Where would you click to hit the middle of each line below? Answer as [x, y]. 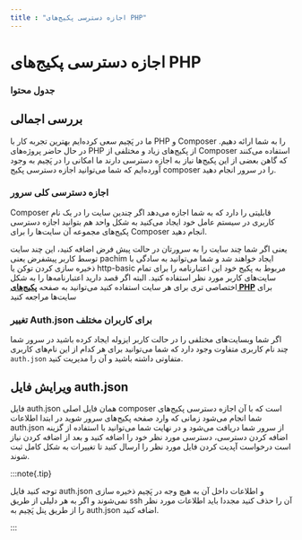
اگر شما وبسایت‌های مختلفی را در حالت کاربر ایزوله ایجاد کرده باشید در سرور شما [146, 340]
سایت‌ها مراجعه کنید [43, 297]
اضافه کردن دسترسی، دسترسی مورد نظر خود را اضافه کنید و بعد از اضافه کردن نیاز [149, 437]
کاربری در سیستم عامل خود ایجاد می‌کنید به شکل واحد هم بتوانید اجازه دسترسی [142, 222]
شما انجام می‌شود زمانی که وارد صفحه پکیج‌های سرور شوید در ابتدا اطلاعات [136, 418]
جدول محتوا [33, 90]
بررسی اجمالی [47, 119]
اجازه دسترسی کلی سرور [60, 192]
